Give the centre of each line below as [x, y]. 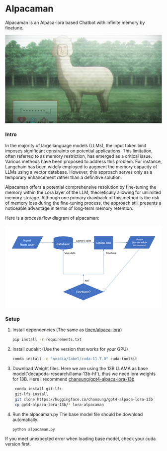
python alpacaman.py [34, 429]
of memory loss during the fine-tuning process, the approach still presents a [83, 203]
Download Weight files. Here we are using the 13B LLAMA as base [80, 369]
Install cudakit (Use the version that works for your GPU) [70, 349]
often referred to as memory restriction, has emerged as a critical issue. [79, 156]
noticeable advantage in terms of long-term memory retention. [69, 208]
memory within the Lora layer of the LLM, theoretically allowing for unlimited [83, 192]
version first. [18, 444]
